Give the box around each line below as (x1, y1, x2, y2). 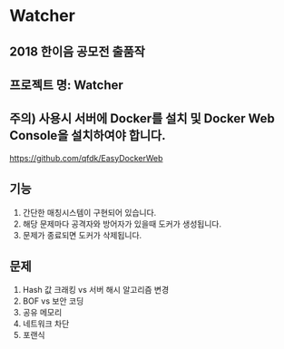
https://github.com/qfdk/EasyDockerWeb (9, 152, 163, 163)
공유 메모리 (22, 307, 63, 318)
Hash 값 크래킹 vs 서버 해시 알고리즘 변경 (22, 285, 170, 296)
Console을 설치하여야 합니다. (9, 128, 166, 143)
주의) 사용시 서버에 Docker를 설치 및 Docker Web (9, 111, 275, 127)
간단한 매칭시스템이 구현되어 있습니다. (22, 207, 157, 218)
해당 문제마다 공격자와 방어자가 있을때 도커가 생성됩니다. (22, 218, 222, 229)
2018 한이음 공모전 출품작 (9, 44, 145, 59)
